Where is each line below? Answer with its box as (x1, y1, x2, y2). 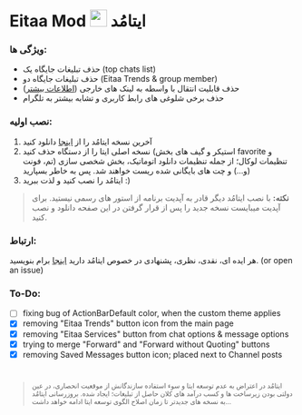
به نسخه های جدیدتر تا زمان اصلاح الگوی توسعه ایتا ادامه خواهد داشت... (31, 397, 232, 406)
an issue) (9, 264, 44, 276)
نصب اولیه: (9, 115, 53, 128)
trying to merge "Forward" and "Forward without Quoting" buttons (22, 339, 270, 350)
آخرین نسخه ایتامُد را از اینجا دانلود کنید (22, 136, 152, 147)
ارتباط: (9, 234, 37, 247)
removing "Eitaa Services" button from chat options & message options (22, 328, 289, 340)
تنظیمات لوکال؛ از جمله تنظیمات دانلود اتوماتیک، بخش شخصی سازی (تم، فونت (22, 155, 287, 166)
